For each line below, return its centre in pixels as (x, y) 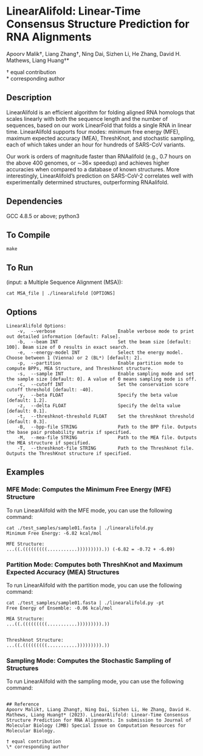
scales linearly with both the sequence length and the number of (87, 119)
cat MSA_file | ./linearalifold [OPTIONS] (61, 294)
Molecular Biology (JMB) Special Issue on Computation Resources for (96, 726)
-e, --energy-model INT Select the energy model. (100, 352)
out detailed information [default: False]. (64, 337)
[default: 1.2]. (27, 400)
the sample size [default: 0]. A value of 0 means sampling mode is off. (102, 379)
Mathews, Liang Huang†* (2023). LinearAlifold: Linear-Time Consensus (98, 715)
